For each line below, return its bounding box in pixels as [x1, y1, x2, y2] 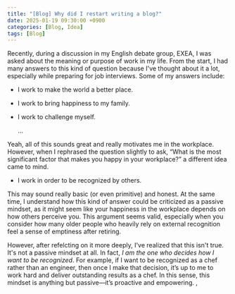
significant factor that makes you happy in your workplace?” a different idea [7, 155, 227, 164]
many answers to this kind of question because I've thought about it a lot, [7, 64, 220, 73]
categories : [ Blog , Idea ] [7, 23, 83, 30]
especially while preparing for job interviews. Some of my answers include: [7, 72, 225, 80]
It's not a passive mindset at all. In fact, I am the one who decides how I [7, 248, 215, 257]
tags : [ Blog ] [7, 30, 46, 37]
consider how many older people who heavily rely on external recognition [7, 220, 220, 228]
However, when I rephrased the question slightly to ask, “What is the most [7, 147, 222, 156]
